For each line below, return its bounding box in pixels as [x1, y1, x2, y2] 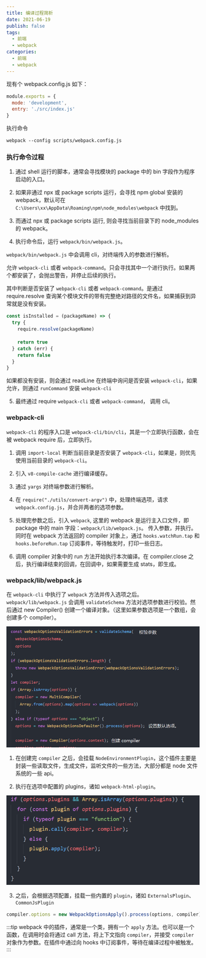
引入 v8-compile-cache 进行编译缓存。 [15, 469, 112, 477]
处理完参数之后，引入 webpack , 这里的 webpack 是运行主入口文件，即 [15, 516, 189, 524]
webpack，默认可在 [15, 197, 66, 204]
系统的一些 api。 [15, 770, 57, 777]
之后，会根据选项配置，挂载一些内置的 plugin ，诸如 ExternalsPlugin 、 [15, 892, 195, 900]
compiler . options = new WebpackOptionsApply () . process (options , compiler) [6, 911, 202, 918]
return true [17, 339, 48, 345]
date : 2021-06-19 [6, 16, 51, 23]
